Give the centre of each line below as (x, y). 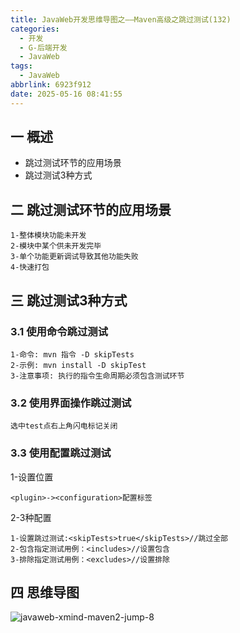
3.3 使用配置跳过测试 (61, 453)
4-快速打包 (30, 267)
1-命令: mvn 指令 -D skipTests (72, 354)
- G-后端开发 (43, 47)
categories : (35, 29)
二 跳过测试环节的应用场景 (91, 209)
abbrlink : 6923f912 (51, 85)
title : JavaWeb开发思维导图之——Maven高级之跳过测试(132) (121, 19)
